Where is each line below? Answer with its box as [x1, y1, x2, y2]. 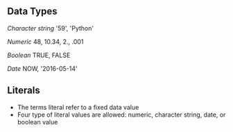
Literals [7, 85, 40, 97]
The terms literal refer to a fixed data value [17, 103, 139, 111]
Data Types [7, 6, 58, 17]
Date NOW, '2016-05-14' [7, 64, 78, 72]
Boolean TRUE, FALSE [7, 51, 71, 59]
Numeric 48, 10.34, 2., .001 [7, 38, 84, 46]
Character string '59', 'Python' [7, 24, 94, 32]
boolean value [17, 117, 58, 126]
